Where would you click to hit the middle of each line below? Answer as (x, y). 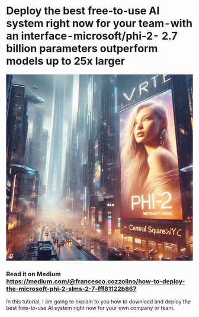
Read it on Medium (33, 274)
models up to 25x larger (66, 61)
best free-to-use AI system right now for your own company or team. (90, 308)
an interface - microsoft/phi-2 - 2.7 (92, 36)
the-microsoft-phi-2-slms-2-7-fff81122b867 (71, 289)
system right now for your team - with (99, 23)
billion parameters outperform (82, 49)
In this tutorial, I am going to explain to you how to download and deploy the (99, 302)
